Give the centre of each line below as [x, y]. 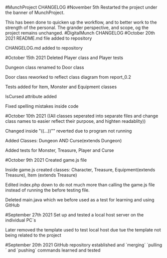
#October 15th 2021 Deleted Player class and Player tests [64, 58]
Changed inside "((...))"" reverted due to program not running [68, 131]
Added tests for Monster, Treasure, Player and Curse [60, 150]
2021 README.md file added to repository [49, 38]
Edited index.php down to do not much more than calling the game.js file [80, 185]
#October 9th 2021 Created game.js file [46, 160]
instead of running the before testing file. [47, 190]
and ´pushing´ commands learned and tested [54, 250]
